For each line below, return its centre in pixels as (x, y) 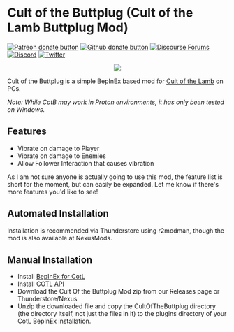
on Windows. (26, 109)
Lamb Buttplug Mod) (68, 28)
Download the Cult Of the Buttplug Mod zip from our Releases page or (118, 291)
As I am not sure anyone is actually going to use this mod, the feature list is (115, 177)
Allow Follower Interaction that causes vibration (86, 163)
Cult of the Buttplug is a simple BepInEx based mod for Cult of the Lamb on (115, 81)
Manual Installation (50, 260)
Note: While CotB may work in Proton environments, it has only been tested (116, 102)
